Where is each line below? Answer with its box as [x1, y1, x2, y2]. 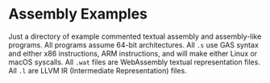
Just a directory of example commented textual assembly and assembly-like [8, 31, 262, 41]
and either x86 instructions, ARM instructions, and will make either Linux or [8, 48, 258, 58]
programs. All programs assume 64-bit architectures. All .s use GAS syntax [8, 39, 260, 49]
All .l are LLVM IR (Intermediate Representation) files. [8, 65, 187, 75]
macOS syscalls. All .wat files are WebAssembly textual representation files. [8, 57, 260, 67]
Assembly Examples [8, 5, 147, 23]
